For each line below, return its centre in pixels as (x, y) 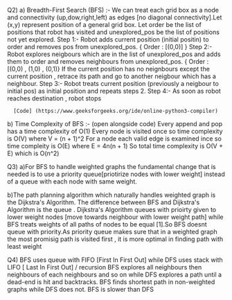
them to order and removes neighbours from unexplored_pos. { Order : (108, 61)
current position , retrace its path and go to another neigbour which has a (112, 76)
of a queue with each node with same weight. (72, 182)
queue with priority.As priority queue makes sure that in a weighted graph (113, 232)
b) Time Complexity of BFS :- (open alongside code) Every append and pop (115, 124)
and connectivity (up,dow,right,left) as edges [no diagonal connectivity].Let (115, 17)
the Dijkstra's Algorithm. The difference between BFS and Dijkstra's (104, 202)
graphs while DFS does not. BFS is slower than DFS (81, 289)
